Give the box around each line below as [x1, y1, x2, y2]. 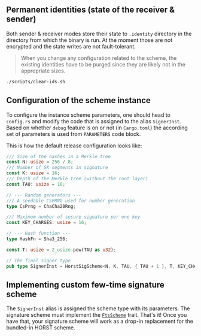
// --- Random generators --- [6, 192, 82, 198]
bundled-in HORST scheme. [6, 324, 76, 331]
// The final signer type [6, 258, 71, 264]
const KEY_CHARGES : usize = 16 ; [6, 220, 87, 226]
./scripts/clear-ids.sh [6, 78, 66, 84]
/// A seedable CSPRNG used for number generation [6, 198, 135, 204]
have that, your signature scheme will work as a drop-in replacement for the [6, 317, 193, 325]
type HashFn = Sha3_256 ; [6, 236, 68, 242]
